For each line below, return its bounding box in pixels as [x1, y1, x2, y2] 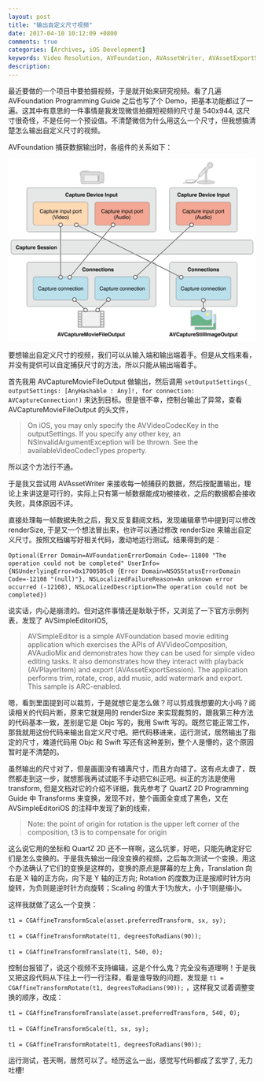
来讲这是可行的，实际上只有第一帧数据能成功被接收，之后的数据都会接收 [21, 489, 256, 498]
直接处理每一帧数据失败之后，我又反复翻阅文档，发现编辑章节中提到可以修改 [8, 515, 256, 525]
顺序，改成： [21, 993, 64, 1002]
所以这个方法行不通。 [8, 462, 77, 472]
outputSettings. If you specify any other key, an [27, 429, 181, 439]
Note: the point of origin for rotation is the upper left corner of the [27, 820, 240, 829]
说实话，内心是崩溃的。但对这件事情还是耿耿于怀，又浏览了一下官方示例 [8, 606, 242, 615]
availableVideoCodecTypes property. [27, 446, 148, 455]
